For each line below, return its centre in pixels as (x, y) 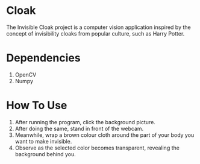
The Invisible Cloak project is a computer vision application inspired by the (98, 27)
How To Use (37, 106)
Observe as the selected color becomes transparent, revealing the (97, 148)
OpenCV (26, 74)
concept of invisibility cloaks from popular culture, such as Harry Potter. (95, 33)
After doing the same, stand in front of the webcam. (79, 128)
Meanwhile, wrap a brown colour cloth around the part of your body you (105, 135)
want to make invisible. (43, 141)
